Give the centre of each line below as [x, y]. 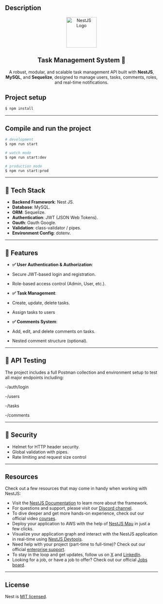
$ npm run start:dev [26, 157]
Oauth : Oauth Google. [34, 223]
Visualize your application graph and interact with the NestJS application [85, 534]
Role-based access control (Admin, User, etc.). [59, 284]
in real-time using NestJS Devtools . [48, 539]
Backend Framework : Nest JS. [43, 202]
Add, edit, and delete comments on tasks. [54, 331]
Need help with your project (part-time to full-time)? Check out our [79, 544]
